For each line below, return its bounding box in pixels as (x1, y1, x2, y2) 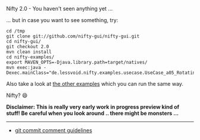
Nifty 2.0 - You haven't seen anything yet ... (6, 5, 113, 12)
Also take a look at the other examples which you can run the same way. (6, 80, 183, 87)
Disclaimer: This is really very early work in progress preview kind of (6, 104, 180, 110)
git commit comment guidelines (14, 127, 92, 133)
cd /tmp (6, 28, 26, 34)
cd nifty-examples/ (6, 54, 55, 60)
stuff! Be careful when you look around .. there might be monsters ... (6, 110, 179, 117)
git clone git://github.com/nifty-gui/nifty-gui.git (6, 33, 140, 39)
